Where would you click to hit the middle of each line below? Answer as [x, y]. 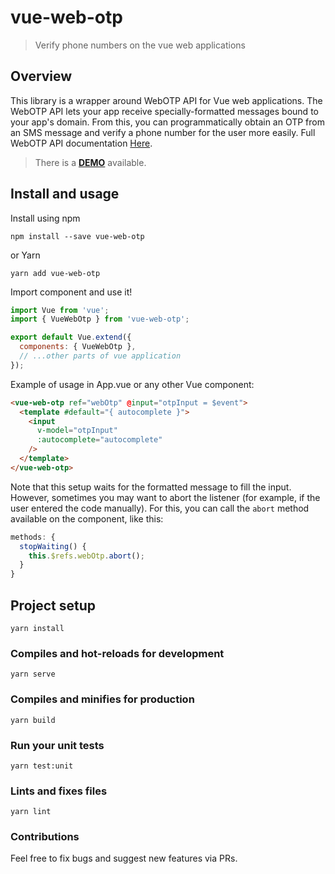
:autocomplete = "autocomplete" [99, 440]
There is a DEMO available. [90, 162]
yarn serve [33, 674]
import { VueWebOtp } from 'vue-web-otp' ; [100, 319]
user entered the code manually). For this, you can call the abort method [160, 508]
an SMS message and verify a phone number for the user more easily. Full [163, 132]
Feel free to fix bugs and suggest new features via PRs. [124, 858]
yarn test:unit [42, 766]
